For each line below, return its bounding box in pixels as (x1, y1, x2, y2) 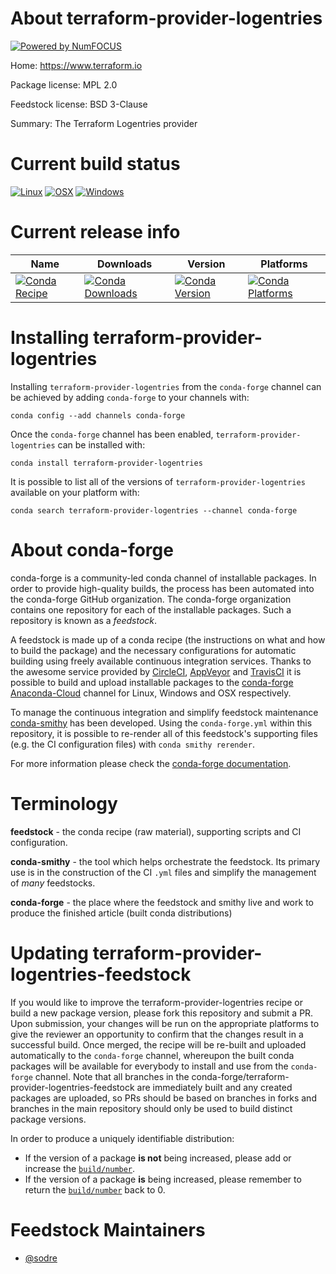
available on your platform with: (10, 486, 140, 498)
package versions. (10, 1113, 87, 1125)
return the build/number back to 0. (24, 1183, 166, 1196)
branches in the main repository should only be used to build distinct (10, 1102, 293, 1114)
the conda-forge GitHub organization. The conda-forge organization (10, 593, 292, 605)
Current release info (10, 221, 181, 244)
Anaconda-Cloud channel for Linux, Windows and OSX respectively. (10, 687, 292, 699)
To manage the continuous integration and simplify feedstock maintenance (10, 706, 319, 718)
